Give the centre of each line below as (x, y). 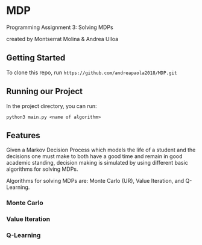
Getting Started (36, 58)
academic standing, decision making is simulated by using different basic (97, 163)
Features (23, 135)
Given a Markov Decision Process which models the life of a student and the (101, 150)
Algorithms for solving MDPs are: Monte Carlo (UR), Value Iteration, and (95, 181)
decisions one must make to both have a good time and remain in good (94, 156)
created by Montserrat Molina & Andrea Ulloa (62, 39)
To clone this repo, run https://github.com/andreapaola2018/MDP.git (92, 72)
